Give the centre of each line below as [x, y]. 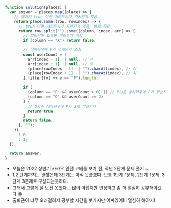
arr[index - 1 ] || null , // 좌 [60, 59]
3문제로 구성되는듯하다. [45, 181]
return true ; [41, 111]
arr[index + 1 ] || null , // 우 [60, 64]
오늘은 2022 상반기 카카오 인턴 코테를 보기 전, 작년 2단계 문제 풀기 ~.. [81, 169]
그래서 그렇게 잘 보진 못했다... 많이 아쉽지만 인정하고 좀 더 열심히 [76, 188]
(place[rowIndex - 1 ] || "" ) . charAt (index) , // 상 [82, 69]
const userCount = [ [45, 54]
